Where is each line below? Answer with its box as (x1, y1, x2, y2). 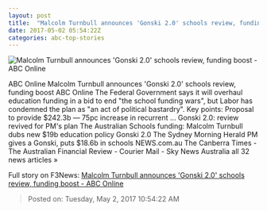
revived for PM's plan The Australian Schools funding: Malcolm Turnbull (8, 121, 244, 131)
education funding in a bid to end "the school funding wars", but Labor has (8, 96, 253, 105)
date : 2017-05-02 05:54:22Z (8, 26, 102, 34)
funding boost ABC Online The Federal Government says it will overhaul (8, 88, 243, 98)
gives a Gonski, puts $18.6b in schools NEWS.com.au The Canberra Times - (8, 138, 257, 148)
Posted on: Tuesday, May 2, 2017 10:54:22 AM (27, 194, 180, 204)
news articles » (8, 155, 58, 165)
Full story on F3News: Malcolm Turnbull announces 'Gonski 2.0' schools (8, 171, 245, 180)
